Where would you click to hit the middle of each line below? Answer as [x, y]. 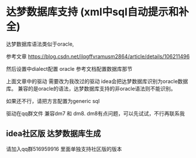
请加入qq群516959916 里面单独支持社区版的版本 [64, 149]
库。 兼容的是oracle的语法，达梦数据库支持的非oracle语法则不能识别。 [91, 88]
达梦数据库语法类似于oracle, [40, 44]
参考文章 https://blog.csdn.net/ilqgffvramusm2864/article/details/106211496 [98, 56]
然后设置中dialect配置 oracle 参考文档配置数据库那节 [69, 68]
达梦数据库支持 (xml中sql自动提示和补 [97, 12]
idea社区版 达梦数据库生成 [54, 134]
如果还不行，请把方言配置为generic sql [53, 101]
